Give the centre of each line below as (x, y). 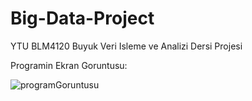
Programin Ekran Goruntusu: (69, 65)
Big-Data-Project (82, 18)
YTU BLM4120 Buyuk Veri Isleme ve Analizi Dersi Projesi (126, 46)
